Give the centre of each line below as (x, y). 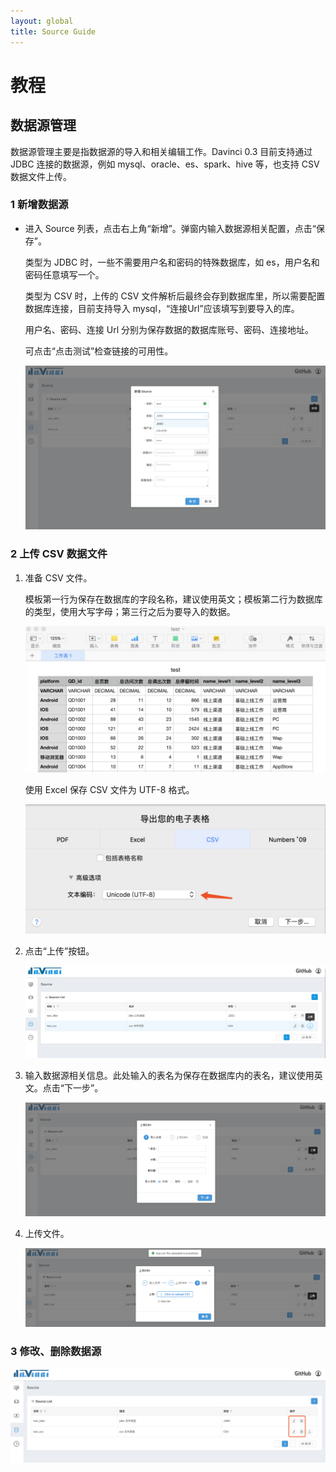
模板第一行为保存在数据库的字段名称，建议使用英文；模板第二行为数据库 (173, 599)
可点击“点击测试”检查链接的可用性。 (99, 351)
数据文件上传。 (41, 176)
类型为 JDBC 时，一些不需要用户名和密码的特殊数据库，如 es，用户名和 (172, 262)
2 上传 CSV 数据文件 (59, 554)
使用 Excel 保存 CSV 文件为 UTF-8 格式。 (109, 790)
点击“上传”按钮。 (59, 951)
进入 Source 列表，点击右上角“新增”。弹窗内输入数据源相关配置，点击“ (170, 228)
